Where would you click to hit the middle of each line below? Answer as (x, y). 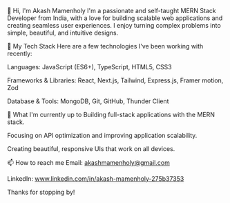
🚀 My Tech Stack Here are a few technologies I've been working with (105, 46)
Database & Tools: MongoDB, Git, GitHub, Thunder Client (88, 101)
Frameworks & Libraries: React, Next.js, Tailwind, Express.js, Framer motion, (115, 80)
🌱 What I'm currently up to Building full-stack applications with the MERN (111, 115)
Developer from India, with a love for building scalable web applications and (115, 18)
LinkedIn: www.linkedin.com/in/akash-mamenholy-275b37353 (96, 179)
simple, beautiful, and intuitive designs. (63, 33)
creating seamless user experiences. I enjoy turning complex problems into (114, 25)
